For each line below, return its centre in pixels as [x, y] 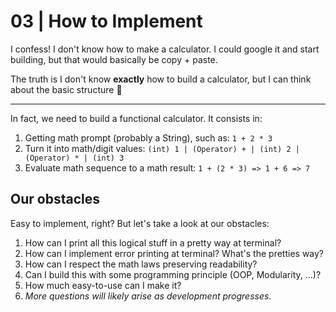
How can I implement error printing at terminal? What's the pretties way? [174, 253]
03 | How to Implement [106, 21]
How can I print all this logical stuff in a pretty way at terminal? [153, 242]
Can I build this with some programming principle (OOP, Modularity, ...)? [173, 274]
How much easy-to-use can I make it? [103, 285]
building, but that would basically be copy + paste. [114, 59]
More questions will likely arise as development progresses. [148, 296]
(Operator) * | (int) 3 [74, 158]
